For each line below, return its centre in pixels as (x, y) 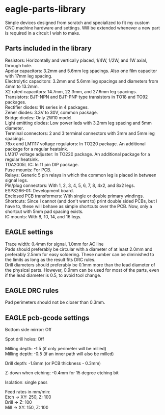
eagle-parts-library (45, 9)
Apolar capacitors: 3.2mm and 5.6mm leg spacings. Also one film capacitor (81, 71)
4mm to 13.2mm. (22, 86)
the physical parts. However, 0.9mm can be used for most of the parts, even (82, 270)
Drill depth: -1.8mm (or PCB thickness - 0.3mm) (53, 363)
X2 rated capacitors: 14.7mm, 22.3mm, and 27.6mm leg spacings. (71, 91)
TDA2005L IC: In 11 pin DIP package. (42, 164)
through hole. (19, 65)
